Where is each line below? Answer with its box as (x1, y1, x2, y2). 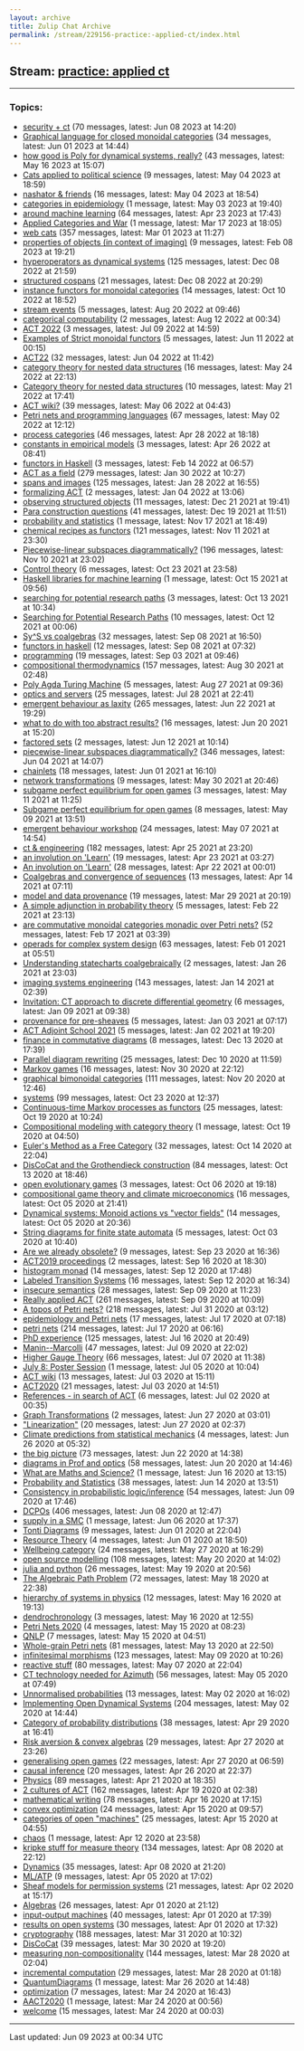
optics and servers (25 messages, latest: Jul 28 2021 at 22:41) (22, 688, 255, 699)
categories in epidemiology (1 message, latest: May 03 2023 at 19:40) (22, 198, 283, 209)
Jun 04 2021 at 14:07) (22, 756, 104, 767)
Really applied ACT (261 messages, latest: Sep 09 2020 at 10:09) (22, 1295, 265, 1306)
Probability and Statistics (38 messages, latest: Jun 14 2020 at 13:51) (22, 1477, 279, 1488)
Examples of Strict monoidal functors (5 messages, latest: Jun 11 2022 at (22, 333, 294, 344)
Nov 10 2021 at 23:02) (22, 554, 106, 565)
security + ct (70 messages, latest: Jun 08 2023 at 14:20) (22, 121, 237, 132)
